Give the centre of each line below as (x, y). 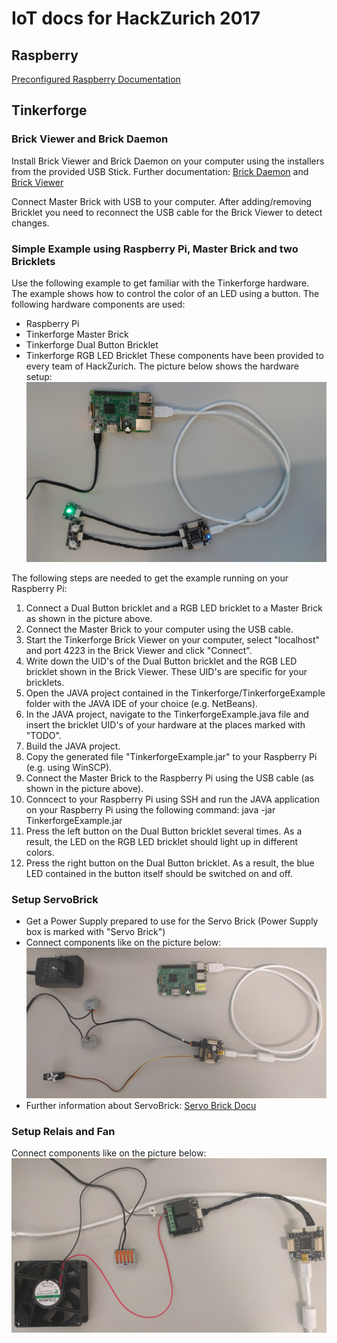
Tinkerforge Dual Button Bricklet (92, 344)
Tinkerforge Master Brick (77, 334)
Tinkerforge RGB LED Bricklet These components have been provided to (174, 355)
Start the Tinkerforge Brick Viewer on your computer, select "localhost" (173, 639)
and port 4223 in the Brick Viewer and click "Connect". (139, 650)
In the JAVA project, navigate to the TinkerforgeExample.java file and (167, 714)
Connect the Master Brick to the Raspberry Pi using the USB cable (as (169, 778)
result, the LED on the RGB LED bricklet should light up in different (162, 841)
